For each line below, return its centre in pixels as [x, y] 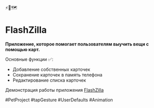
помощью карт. [23, 49]
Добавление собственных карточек [51, 69]
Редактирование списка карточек [49, 80]
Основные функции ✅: [29, 59]
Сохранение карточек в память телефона [57, 75]
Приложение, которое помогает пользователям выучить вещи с [77, 44]
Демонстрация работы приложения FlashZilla [55, 90]
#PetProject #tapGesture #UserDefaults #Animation [59, 100]
